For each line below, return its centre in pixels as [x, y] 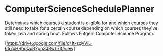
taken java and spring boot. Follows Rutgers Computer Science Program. [80, 33]
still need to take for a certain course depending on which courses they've [81, 28]
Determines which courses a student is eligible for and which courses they [81, 23]
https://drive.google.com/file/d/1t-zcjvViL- [50, 43]
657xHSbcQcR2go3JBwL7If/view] [40, 48]
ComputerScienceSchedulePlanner [80, 9]
